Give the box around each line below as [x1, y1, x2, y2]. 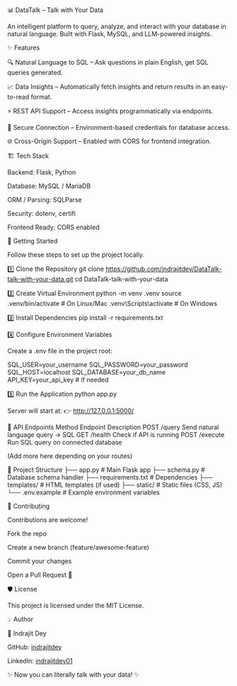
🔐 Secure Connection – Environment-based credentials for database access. [7, 123, 231, 131]
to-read [7, 93, 30, 101]
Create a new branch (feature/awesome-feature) [7, 543, 150, 551]
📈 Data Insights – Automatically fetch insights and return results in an [7, 82, 210, 91]
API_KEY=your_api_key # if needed [7, 375, 109, 384]
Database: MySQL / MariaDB [7, 182, 91, 190]
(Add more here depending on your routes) [7, 452, 133, 460]
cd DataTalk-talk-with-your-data [74, 275, 168, 283]
